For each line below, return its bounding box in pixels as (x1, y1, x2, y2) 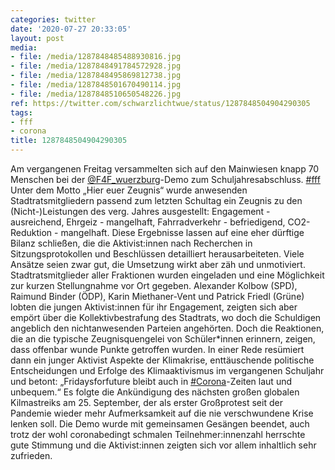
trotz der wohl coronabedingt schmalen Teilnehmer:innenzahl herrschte (10, 429, 306, 440)
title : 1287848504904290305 (10, 136, 128, 146)
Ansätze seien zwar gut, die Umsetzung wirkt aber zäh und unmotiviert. (10, 259, 306, 270)
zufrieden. (10, 450, 53, 461)
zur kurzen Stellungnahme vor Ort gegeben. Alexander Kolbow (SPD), (10, 280, 298, 291)
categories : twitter (10, 14, 97, 25)
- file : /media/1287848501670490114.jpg (10, 80, 182, 90)
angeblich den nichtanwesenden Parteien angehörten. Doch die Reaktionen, (10, 322, 325, 334)
